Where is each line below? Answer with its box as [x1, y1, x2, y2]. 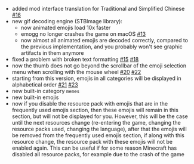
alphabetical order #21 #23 [11, 81, 79, 88]
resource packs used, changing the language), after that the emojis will [11, 125, 187, 132]
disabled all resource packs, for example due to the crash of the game [11, 151, 185, 157]
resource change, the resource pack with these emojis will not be [11, 138, 173, 145]
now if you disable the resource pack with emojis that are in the [11, 100, 168, 107]
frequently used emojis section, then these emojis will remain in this [11, 107, 179, 113]
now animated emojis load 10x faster [20, 24, 111, 31]
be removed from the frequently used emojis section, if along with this [11, 132, 185, 139]
